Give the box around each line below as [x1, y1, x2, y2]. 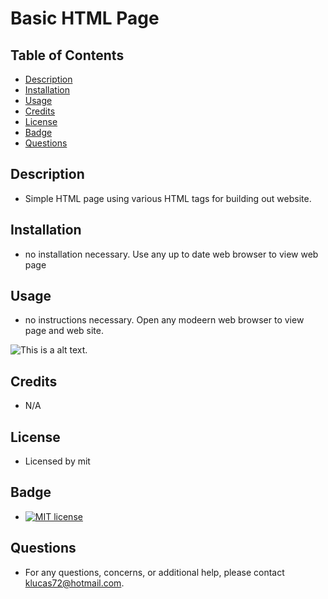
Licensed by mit [24, 455, 91, 467]
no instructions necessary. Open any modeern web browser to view [24, 314, 305, 326]
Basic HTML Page [10, 7, 160, 30]
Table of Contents [10, 47, 125, 64]
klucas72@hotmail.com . [24, 577, 125, 589]
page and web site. [24, 325, 104, 337]
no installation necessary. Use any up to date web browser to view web [24, 248, 319, 260]
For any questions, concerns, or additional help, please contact [24, 566, 285, 578]
